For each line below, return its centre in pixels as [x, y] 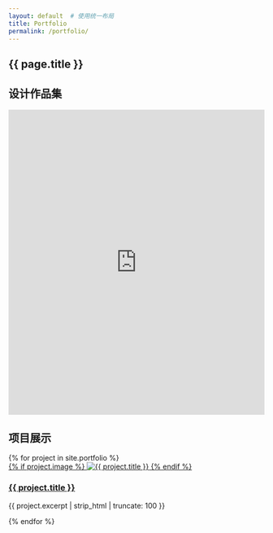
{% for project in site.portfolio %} [64, 458]
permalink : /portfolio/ [49, 31]
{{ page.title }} [46, 64]
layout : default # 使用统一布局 [61, 16]
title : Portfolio [38, 24]
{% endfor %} [32, 521]
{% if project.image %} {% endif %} [100, 467]
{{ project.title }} [42, 487]
